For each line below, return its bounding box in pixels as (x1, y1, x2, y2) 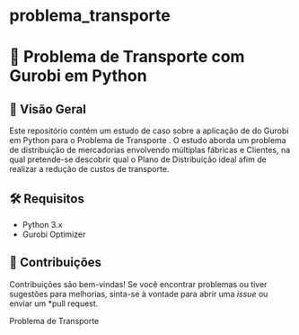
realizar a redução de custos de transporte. (9, 164, 170, 175)
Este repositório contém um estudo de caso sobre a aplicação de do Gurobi (9, 125, 289, 136)
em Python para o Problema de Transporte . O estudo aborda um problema (9, 135, 286, 146)
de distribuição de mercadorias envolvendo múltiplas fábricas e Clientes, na (9, 145, 291, 156)
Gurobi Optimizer (22, 229, 86, 240)
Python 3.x (22, 220, 63, 230)
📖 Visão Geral (9, 101, 87, 117)
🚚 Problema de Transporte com (9, 47, 245, 68)
